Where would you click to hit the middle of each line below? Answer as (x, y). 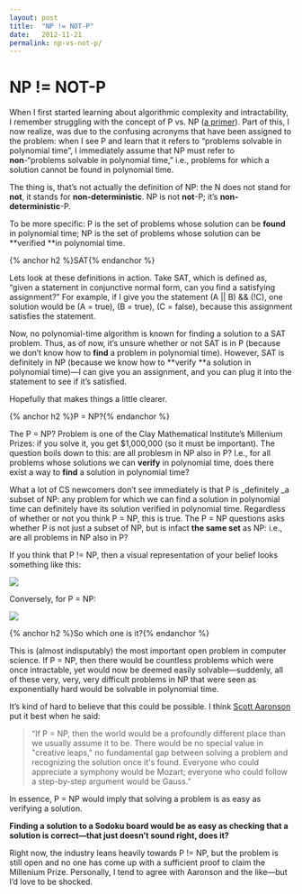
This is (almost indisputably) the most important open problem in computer (148, 651)
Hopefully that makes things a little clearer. (89, 399)
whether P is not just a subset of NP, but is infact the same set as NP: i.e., (146, 528)
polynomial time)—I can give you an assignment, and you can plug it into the (151, 372)
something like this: (45, 565)
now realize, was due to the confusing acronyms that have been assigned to (151, 132)
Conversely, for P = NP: (53, 599)
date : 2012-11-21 (46, 34)
